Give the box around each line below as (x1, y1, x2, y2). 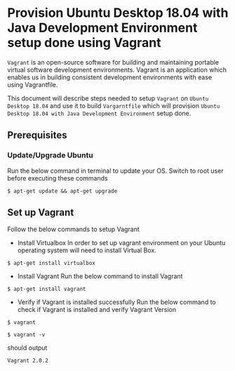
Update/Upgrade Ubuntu (7, 150, 93, 160)
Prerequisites (7, 129, 67, 141)
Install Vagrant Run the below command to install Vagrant (17, 272, 183, 280)
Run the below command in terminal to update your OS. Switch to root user (7, 167, 224, 175)
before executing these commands (7, 174, 108, 182)
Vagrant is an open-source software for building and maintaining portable (7, 58, 220, 66)
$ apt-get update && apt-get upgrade (7, 188, 118, 195)
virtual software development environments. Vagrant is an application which (7, 65, 227, 74)
